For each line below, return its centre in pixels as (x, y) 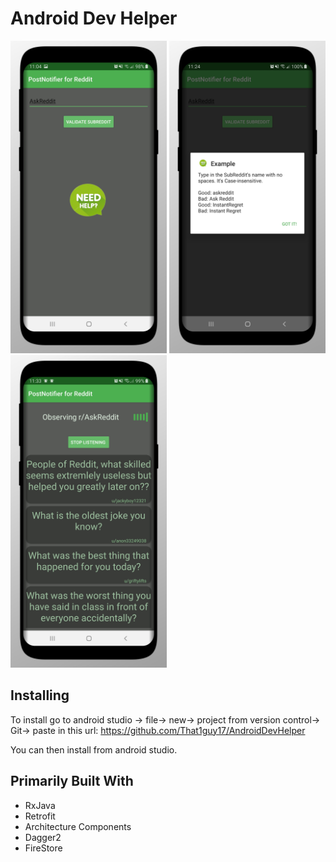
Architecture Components (78, 826)
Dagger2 (43, 837)
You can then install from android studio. (94, 749)
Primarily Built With (72, 781)
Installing (40, 695)
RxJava (40, 805)
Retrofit (40, 816)
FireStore (43, 848)
